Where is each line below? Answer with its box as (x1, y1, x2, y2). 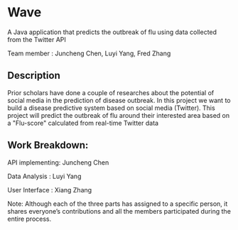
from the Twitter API (7, 35, 66, 43)
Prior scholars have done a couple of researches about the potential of (7, 88, 215, 97)
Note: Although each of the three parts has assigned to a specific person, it (7, 199, 228, 208)
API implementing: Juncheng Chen (7, 158, 109, 167)
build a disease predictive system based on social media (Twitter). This (7, 104, 215, 112)
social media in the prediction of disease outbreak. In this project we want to (7, 96, 231, 104)
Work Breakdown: (7, 139, 89, 151)
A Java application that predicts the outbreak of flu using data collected (7, 28, 217, 36)
